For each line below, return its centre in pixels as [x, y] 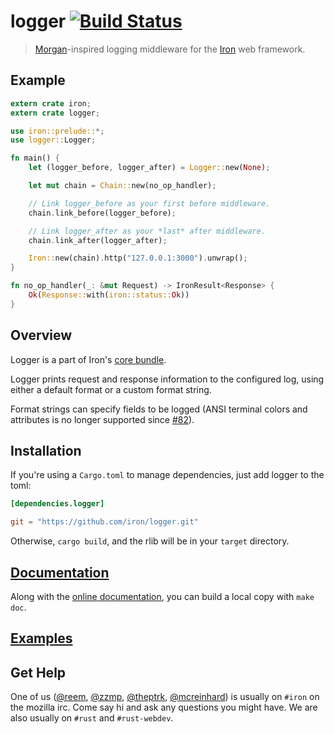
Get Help [38, 672]
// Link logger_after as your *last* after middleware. [147, 231]
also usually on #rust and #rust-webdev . [92, 718]
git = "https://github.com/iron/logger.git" [104, 522]
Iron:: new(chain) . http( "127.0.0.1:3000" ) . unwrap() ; [138, 258]
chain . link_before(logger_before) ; [102, 213]
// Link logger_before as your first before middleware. [149, 203]
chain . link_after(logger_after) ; [98, 240]
